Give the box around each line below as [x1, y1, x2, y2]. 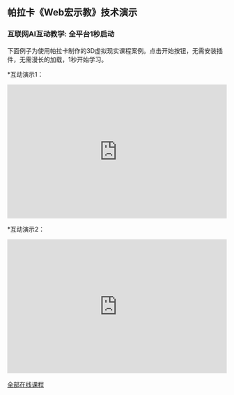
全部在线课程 [7, 380, 44, 389]
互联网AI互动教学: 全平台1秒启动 [7, 29, 115, 39]
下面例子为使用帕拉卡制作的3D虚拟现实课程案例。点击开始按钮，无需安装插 [7, 46, 223, 54]
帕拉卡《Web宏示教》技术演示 [7, 6, 138, 19]
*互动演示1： [7, 70, 44, 78]
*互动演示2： [7, 225, 45, 234]
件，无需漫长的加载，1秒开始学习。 [7, 55, 108, 64]
